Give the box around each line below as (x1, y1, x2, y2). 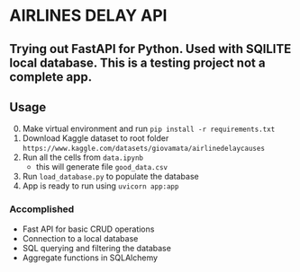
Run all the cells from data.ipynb (22, 152, 144, 162)
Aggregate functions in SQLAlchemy (22, 252, 159, 263)
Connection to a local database (22, 233, 139, 243)
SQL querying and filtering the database (22, 242, 171, 253)
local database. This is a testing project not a (9, 55, 266, 70)
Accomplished (9, 203, 75, 215)
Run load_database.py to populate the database (22, 171, 200, 182)
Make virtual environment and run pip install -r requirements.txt (22, 123, 276, 135)
